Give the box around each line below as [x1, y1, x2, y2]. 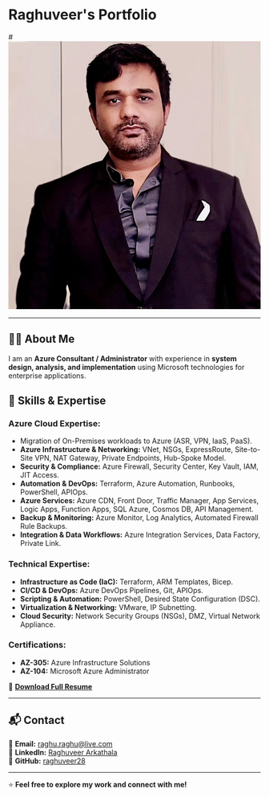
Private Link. [19, 539, 62, 548]
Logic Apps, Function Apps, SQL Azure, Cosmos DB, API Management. [19, 504, 254, 514]
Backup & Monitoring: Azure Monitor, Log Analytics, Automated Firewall [19, 513, 259, 523]
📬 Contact [8, 714, 65, 727]
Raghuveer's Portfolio [8, 6, 158, 24]
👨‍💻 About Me [8, 332, 75, 346]
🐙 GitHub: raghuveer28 [8, 756, 86, 766]
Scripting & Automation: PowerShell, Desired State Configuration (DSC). [19, 594, 260, 604]
